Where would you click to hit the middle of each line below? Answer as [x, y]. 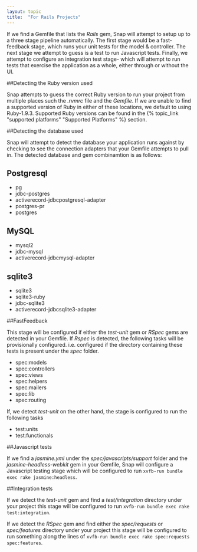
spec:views [29, 374]
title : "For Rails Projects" [44, 17]
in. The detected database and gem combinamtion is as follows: [84, 155]
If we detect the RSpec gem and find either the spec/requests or [85, 524]
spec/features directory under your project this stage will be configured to [97, 530]
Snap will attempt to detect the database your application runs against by [96, 142]
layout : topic [24, 11]
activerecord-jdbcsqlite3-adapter [56, 309]
